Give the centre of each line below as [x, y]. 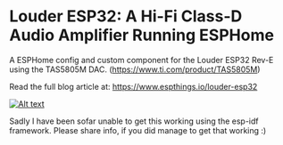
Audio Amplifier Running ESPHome [142, 35]
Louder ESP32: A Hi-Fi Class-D [126, 16]
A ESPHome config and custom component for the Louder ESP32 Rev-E [141, 60]
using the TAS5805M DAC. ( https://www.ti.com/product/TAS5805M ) [135, 69]
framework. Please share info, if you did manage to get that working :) [138, 130]
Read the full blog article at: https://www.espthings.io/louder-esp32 [133, 86]
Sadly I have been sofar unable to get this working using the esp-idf [134, 121]
